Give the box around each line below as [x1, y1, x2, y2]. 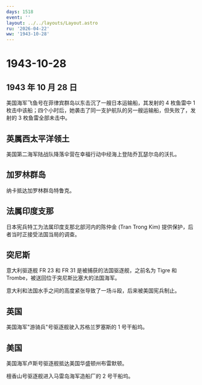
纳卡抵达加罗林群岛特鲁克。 [6, 187, 75, 194]
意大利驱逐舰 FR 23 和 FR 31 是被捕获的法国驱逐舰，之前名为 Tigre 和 [6, 267, 177, 274]
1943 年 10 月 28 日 [6, 82, 78, 92]
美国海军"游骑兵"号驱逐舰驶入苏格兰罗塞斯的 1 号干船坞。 [6, 323, 148, 330]
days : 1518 [6, 8, 34, 15]
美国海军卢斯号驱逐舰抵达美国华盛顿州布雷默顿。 [6, 360, 127, 366]
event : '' [6, 14, 31, 20]
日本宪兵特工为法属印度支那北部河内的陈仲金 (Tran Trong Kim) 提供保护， [6, 223, 188, 230]
